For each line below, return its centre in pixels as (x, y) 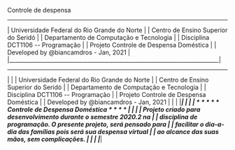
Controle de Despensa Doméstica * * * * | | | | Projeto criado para (104, 110)
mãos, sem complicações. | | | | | (55, 139)
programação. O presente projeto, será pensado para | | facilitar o (106, 124)
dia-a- (215, 124)
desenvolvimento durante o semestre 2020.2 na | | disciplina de (102, 117)
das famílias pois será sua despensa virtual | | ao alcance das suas (118, 132)
